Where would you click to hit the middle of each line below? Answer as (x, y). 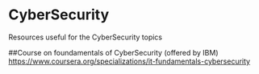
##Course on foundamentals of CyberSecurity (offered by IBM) (114, 52)
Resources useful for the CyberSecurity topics (86, 37)
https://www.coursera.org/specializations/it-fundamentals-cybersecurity (129, 61)
